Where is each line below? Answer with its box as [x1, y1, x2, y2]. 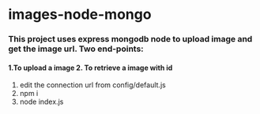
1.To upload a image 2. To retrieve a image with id [8, 63, 173, 72]
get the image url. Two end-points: [8, 43, 144, 54]
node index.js [19, 97, 64, 107]
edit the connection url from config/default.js [19, 80, 166, 90]
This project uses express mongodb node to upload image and [8, 34, 253, 45]
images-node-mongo [8, 6, 152, 24]
